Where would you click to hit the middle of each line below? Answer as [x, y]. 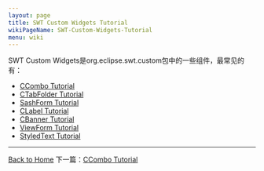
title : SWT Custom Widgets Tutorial [68, 23]
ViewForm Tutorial [49, 128]
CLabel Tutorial [44, 111]
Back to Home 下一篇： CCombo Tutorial [73, 160]
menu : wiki [26, 37]
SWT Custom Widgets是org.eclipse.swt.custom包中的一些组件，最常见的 [126, 60]
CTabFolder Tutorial [51, 94]
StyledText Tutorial [50, 136]
